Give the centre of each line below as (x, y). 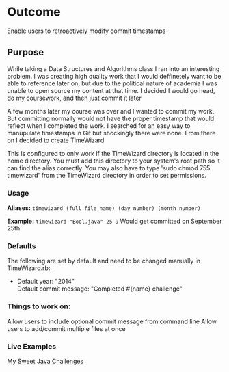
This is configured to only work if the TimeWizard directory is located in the (113, 153)
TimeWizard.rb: (29, 268)
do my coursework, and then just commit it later (75, 98)
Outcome (34, 12)
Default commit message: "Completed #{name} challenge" (100, 289)
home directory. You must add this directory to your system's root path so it (113, 161)
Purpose (26, 52)
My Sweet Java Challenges (45, 361)
